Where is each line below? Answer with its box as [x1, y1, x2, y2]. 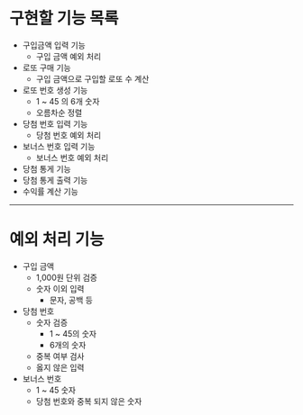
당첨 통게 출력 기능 [22, 175, 88, 185]
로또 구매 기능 [22, 62, 71, 73]
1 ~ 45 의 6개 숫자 [35, 95, 100, 106]
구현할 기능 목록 [9, 8, 119, 29]
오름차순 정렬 [35, 107, 83, 118]
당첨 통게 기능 [22, 163, 71, 174]
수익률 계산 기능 [22, 185, 78, 196]
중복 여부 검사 [35, 350, 85, 361]
